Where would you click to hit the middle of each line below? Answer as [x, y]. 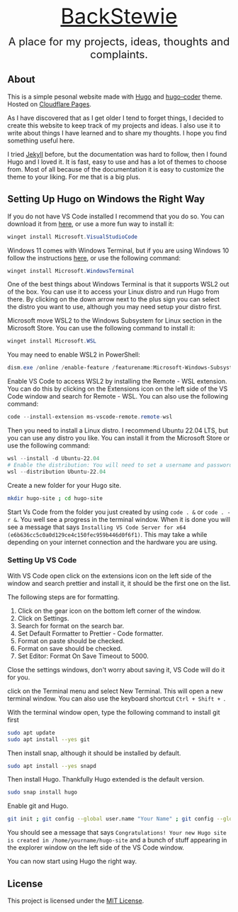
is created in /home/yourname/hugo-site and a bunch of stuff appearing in [117, 840]
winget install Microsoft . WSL [52, 341]
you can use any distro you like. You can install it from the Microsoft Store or [119, 438]
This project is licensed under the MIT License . [76, 901]
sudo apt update [31, 733]
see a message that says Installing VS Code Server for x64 [97, 527]
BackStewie [119, 16]
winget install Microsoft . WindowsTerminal [71, 271]
